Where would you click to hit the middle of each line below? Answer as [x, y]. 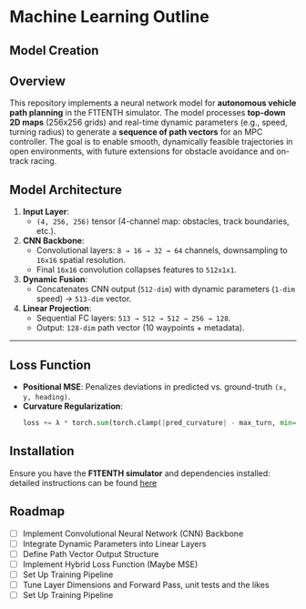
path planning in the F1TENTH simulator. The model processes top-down [148, 113]
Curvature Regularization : [72, 406]
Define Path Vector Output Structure [91, 553]
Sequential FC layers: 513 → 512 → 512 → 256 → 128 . [133, 318]
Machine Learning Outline [109, 17]
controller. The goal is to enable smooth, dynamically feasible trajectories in [151, 142]
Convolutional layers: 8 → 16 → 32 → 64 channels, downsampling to [162, 250]
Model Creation [54, 51]
